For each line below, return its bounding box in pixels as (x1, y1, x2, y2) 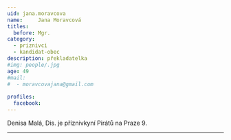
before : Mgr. (13, 29, 51, 37)
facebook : (13, 100, 41, 107)
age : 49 (7, 68, 30, 74)
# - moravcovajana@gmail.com (7, 81, 94, 88)
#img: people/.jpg (7, 61, 60, 68)
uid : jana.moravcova (7, 10, 67, 17)
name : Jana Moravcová (7, 17, 81, 23)
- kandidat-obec (13, 49, 60, 56)
